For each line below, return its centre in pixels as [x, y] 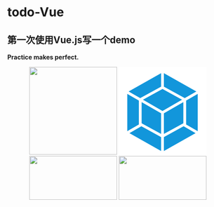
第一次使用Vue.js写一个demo [71, 40]
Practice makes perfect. [43, 57]
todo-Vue [36, 12]
